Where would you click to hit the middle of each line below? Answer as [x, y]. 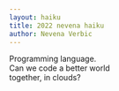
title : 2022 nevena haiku [56, 26]
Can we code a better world [59, 68]
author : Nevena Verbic [51, 34]
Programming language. [53, 59]
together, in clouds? [45, 78]
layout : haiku [35, 17]
